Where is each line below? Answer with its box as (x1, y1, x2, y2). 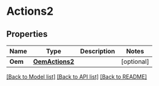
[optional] (120, 57, 149, 66)
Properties (6, 29, 48, 39)
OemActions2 (33, 57, 75, 66)
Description (80, 47, 115, 55)
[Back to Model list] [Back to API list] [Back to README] (6, 73, 147, 80)
